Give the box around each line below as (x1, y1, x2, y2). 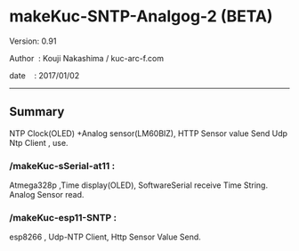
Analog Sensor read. (9, 190, 85, 200)
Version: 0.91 (9, 36, 57, 46)
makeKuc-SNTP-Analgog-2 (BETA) (9, 6, 273, 27)
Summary (9, 104, 65, 119)
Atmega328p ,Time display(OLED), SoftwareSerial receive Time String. (9, 180, 269, 190)
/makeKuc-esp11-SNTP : (9, 211, 117, 223)
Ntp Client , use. (9, 137, 69, 148)
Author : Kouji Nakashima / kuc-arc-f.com (9, 53, 165, 63)
